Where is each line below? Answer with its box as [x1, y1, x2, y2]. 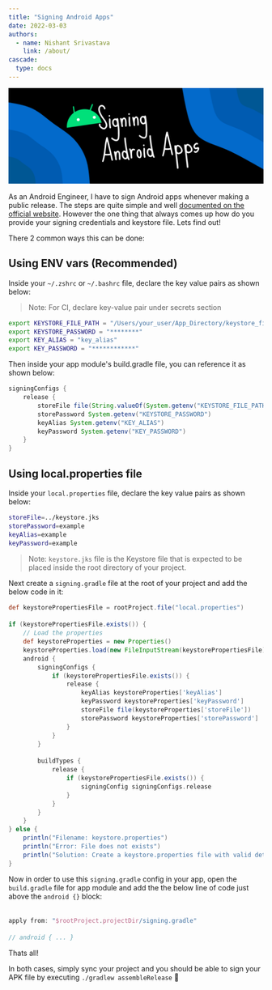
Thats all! [8, 948, 39, 958]
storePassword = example [8, 522, 85, 530]
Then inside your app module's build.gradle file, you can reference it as [8, 359, 246, 369]
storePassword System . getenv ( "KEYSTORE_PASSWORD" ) [37, 410, 212, 419]
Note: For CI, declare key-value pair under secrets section [28, 302, 222, 312]
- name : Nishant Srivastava [15, 39, 111, 47]
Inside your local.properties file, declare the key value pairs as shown [8, 488, 245, 498]
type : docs [15, 65, 53, 73]
